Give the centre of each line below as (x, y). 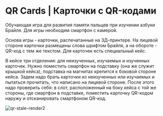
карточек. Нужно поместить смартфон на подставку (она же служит (80, 66)
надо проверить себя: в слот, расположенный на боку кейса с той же (81, 87)
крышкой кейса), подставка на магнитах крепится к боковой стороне (81, 71)
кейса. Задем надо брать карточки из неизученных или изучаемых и (80, 76)
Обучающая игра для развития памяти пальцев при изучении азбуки (80, 25)
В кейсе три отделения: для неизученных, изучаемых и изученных (77, 60)
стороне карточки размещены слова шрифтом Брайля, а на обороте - (81, 45)
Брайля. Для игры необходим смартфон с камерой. (62, 30)
